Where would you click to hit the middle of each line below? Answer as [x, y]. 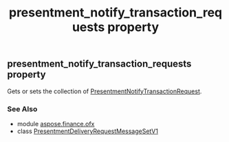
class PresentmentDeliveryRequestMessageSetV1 [87, 131]
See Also [22, 109]
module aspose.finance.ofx [56, 123]
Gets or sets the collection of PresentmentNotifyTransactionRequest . [105, 91]
